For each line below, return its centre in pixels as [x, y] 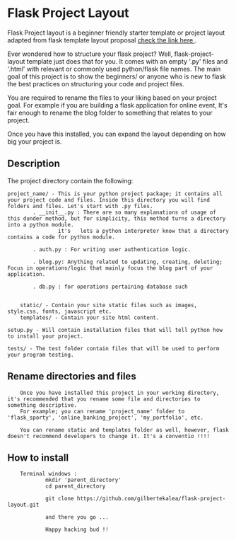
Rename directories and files [72, 377]
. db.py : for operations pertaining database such [111, 287]
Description [34, 164]
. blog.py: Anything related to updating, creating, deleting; [128, 262]
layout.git [23, 505]
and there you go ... [77, 517]
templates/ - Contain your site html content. [90, 317]
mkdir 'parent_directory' [83, 480]
